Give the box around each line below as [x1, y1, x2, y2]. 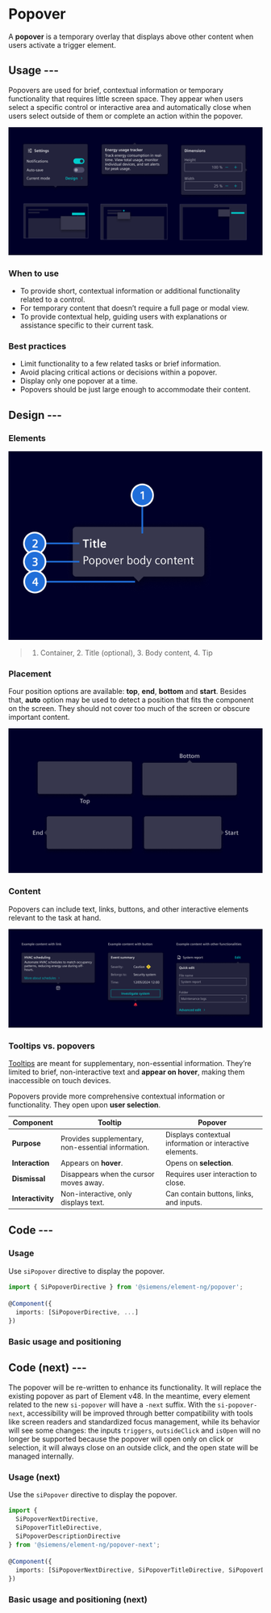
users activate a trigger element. [8, 40, 117, 49]
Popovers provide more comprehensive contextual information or [8, 1091, 225, 1101]
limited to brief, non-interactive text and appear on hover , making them [8, 1067, 245, 1077]
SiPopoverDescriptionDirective [15, 1532, 121, 1540]
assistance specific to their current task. [19, 320, 154, 330]
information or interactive [165, 1138, 250, 1148]
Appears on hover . [60, 1158, 123, 1167]
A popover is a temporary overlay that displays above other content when [8, 32, 254, 41]
